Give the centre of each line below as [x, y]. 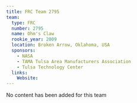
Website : [28, 78]
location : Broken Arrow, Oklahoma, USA [61, 45]
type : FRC [23, 23]
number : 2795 [28, 28]
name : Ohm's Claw [33, 34]
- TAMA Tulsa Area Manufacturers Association [74, 61]
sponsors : [23, 51]
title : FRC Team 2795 [33, 12]
